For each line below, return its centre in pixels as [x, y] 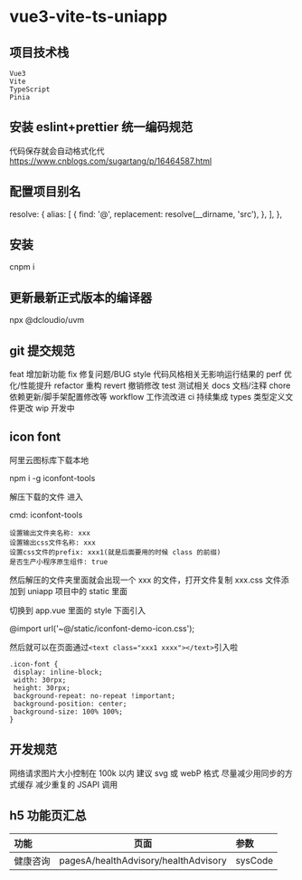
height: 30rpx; [42, 688]
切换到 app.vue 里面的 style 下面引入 [78, 610]
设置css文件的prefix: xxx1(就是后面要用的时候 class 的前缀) [115, 552]
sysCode [255, 860]
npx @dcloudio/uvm [47, 320]
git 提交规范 [42, 350]
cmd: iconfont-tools [46, 515]
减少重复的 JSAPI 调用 [76, 784]
